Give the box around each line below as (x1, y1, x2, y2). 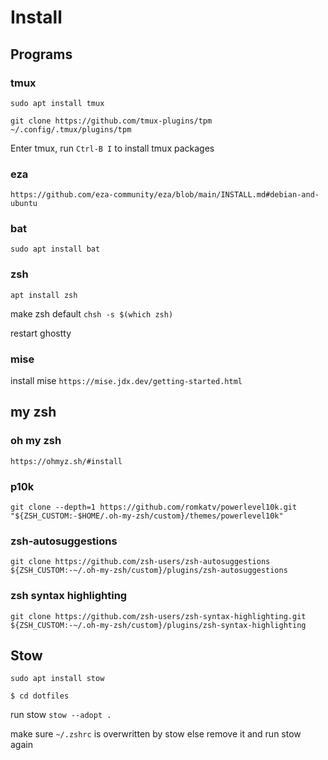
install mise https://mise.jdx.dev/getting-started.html (10, 375, 243, 387)
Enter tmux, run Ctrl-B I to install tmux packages (10, 142, 215, 154)
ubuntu (10, 199, 38, 209)
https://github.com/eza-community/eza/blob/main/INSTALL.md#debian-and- (10, 190, 320, 200)
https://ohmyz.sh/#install (10, 456, 123, 466)
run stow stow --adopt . (10, 709, 112, 721)
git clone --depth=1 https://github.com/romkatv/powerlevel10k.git (10, 502, 298, 513)
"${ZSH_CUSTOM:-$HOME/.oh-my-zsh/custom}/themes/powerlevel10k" (10, 511, 284, 521)
